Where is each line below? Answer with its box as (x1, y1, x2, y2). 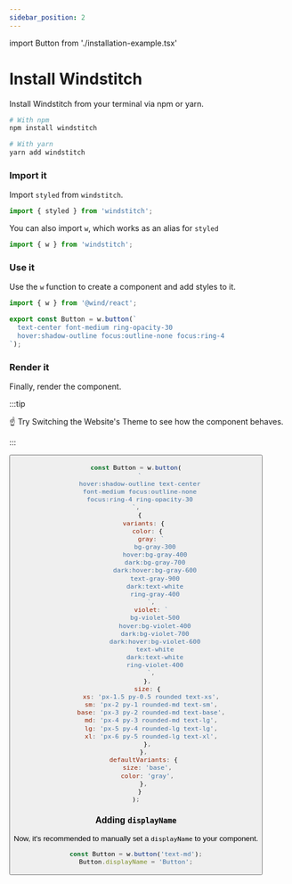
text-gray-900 (130, 574, 180, 582)
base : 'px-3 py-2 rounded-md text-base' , (77, 708, 225, 717)
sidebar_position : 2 (9, 12, 86, 22)
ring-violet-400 (126, 661, 184, 670)
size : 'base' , (122, 764, 173, 772)
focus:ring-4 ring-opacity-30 (85, 495, 193, 504)
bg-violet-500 (130, 613, 180, 623)
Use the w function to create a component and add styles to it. (9, 282, 236, 293)
